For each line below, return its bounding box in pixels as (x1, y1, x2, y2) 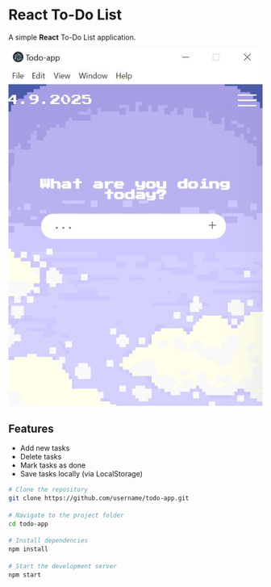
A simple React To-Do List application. (8, 32, 136, 42)
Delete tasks (19, 452, 62, 462)
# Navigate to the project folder (8, 511, 125, 519)
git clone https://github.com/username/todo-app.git (8, 494, 190, 502)
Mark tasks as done (19, 460, 86, 470)
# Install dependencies (8, 537, 89, 545)
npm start (8, 571, 42, 579)
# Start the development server (8, 563, 117, 571)
